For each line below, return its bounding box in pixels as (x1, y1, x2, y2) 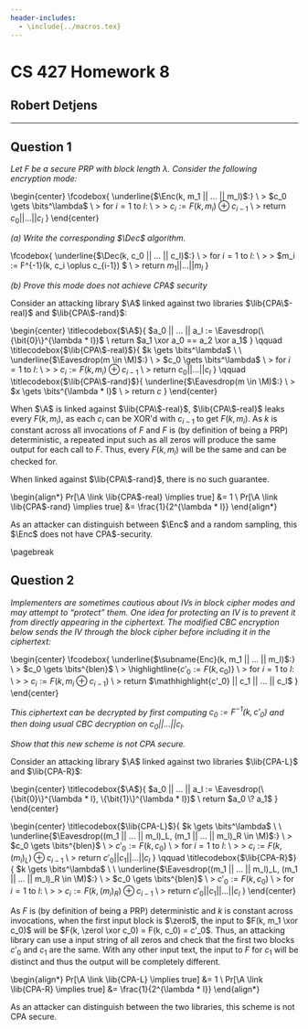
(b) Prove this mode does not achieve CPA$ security (10, 280, 208, 291)
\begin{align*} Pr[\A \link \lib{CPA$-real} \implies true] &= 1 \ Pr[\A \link (10, 491, 278, 503)
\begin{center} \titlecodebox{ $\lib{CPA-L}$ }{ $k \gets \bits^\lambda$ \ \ (10, 820, 282, 831)
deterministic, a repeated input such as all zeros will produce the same (10, 434, 277, 445)
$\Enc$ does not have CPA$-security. (10, 529, 154, 540)
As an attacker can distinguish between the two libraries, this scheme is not (10, 1001, 295, 1012)
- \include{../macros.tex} (18, 22, 122, 31)
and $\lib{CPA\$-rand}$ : (35, 307, 127, 318)
